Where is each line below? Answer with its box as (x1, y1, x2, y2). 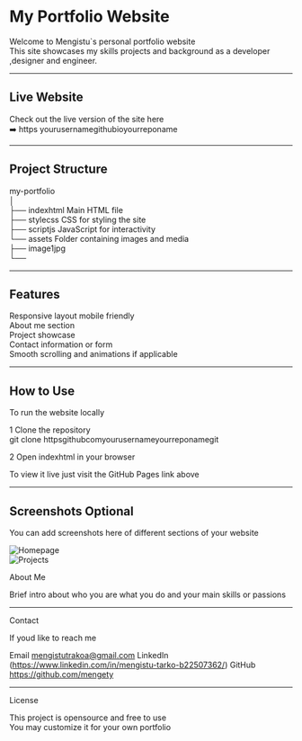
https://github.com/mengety (9, 669, 114, 680)
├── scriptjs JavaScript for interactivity (9, 223, 155, 235)
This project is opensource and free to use (9, 712, 167, 723)
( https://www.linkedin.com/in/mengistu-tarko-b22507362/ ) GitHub (9, 659, 256, 670)
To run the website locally (9, 407, 105, 418)
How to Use (9, 383, 75, 398)
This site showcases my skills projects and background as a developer (9, 45, 271, 56)
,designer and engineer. (9, 55, 97, 66)
